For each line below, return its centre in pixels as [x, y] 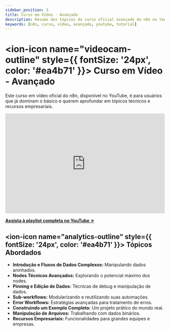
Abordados [23, 253]
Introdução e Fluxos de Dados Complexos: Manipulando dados [79, 265]
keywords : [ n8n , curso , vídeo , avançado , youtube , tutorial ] [71, 24]
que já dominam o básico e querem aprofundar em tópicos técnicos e [78, 101]
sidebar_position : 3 [27, 10]
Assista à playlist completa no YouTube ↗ [50, 221]
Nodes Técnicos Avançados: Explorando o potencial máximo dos [81, 275]
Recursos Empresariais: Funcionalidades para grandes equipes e [81, 319]
